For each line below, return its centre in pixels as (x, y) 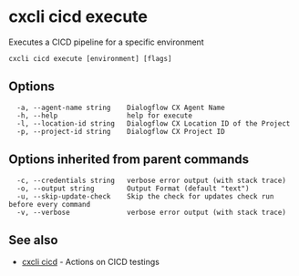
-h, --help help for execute (105, 116)
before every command (50, 204)
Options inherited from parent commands (129, 160)
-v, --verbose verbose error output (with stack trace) (151, 212)
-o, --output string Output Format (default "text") (133, 189)
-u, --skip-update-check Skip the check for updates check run (145, 196)
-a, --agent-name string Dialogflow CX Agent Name (121, 107)
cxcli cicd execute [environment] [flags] (90, 58)
